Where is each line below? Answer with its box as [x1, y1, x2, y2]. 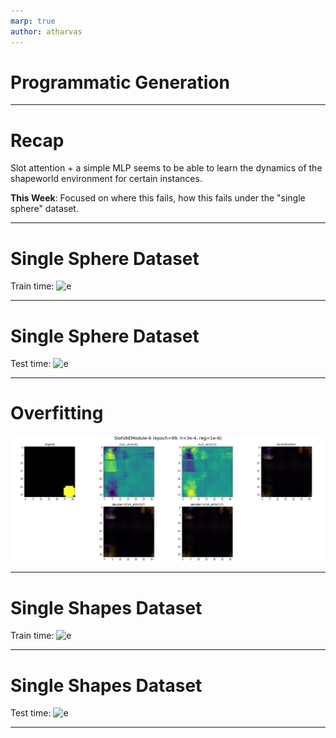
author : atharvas [10, 26, 83, 37]
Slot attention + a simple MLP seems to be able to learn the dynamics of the [10, 162, 323, 174]
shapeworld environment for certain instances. [10, 173, 203, 185]
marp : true [10, 16, 56, 26]
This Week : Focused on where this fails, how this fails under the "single [10, 192, 306, 204]
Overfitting [10, 402, 104, 425]
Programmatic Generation [10, 71, 230, 94]
